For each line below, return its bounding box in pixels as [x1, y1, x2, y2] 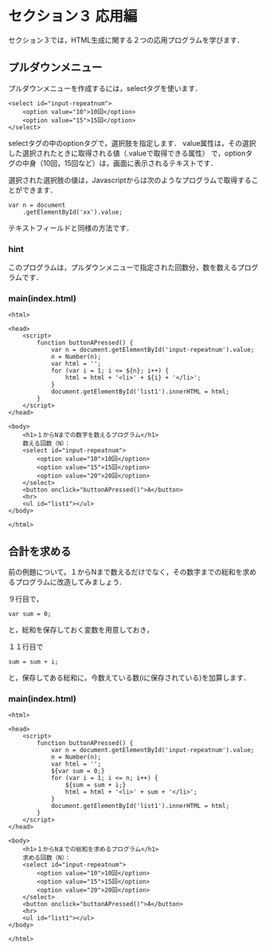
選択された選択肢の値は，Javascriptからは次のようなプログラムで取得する [8, 175, 252, 184]
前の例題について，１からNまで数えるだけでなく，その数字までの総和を [8, 567, 243, 577]
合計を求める [8, 544, 72, 558]
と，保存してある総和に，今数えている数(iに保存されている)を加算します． [8, 673, 251, 683]
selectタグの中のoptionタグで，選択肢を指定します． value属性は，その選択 [8, 138, 256, 148]
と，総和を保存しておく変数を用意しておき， [8, 625, 154, 635]
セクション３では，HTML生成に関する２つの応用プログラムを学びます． [8, 35, 244, 45]
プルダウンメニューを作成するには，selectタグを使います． [8, 83, 202, 93]
